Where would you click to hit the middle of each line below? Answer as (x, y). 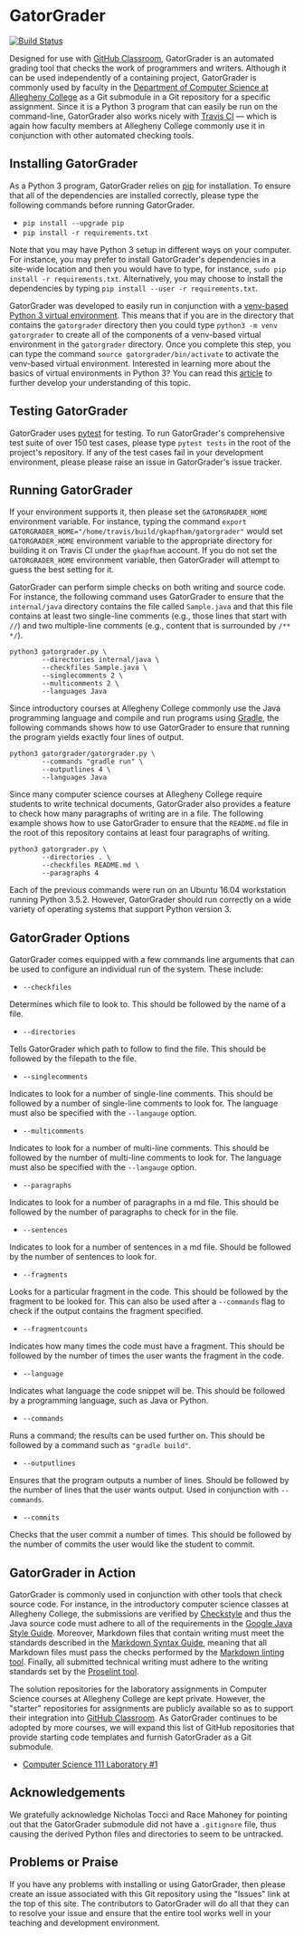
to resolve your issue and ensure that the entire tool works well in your (140, 1913)
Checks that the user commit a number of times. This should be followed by (151, 1535)
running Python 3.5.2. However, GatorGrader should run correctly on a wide (150, 900)
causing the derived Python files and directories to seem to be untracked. (146, 1834)
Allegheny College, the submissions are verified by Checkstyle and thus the (150, 1614)
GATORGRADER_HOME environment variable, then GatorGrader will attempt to (145, 560)
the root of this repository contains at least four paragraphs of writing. (140, 833)
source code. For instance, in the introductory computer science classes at (149, 1604)
